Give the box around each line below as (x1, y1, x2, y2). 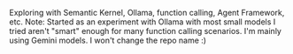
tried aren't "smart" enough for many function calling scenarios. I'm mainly (9, 26, 281, 36)
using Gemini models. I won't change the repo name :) (9, 35, 206, 45)
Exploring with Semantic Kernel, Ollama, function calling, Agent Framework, (9, 8, 285, 17)
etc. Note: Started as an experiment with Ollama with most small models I (9, 17, 276, 27)
